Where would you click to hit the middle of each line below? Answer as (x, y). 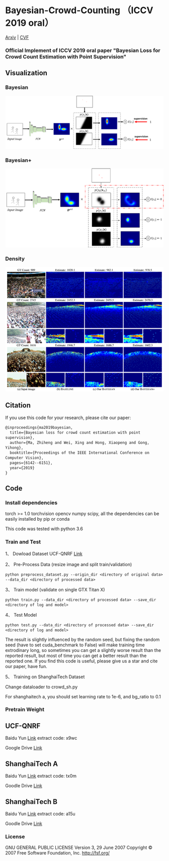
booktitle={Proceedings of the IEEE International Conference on (80, 452)
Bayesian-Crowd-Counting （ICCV (79, 10)
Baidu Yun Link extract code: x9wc (41, 738)
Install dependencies (31, 502)
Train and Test (23, 542)
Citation (18, 405)
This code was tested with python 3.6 (44, 529)
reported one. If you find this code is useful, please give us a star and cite (81, 661)
